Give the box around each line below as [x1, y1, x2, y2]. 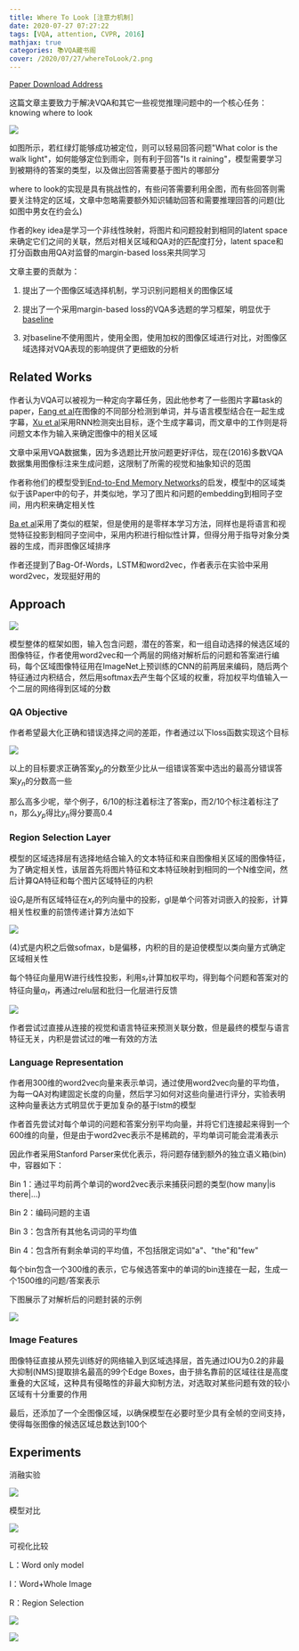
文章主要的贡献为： [9, 266, 80, 276]
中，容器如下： [9, 1160, 64, 1171]
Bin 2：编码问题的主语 [9, 1207, 91, 1218]
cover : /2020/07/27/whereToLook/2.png [9, 54, 153, 63]
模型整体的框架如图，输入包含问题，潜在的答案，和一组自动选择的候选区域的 [9, 638, 290, 649]
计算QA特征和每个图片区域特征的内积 [16, 875, 153, 886]
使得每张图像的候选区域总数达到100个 [9, 1418, 148, 1429]
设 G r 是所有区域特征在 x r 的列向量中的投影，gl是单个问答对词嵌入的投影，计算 [9, 894, 288, 907]
